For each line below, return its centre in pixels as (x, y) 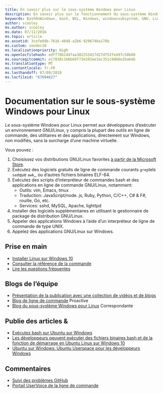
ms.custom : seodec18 (26, 46)
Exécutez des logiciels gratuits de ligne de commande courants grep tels (84, 169)
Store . (18, 164)
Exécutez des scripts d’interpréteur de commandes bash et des (75, 180)
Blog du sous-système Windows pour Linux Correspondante (73, 306)
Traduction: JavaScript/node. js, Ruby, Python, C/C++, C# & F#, (83, 195)
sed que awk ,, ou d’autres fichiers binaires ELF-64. (61, 175)
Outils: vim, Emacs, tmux (44, 190)
